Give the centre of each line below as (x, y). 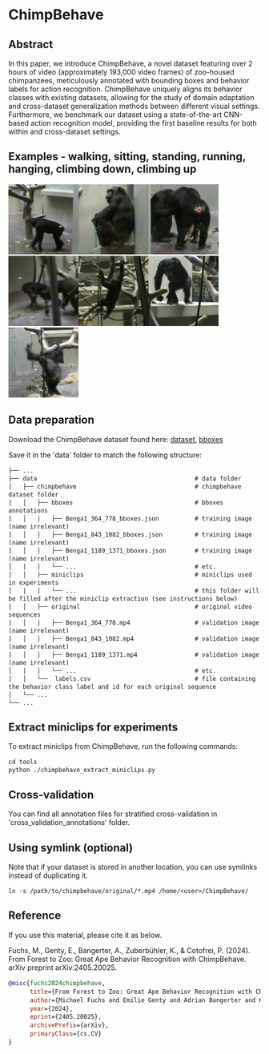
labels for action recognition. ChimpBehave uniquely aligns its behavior (125, 89)
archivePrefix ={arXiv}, (69, 1026)
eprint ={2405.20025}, (66, 1017)
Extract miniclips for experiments (93, 728)
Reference (35, 916)
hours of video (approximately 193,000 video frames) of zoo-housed (121, 72)
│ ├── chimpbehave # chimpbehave (125, 486)
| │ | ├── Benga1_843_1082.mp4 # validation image (134, 638)
